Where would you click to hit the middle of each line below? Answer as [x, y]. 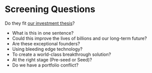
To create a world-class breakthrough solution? [62, 54]
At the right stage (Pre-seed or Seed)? [52, 59]
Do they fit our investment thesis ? [40, 23]
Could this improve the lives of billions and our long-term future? [80, 38]
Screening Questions [50, 9]
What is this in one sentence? [43, 33]
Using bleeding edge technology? [47, 49]
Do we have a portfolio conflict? [45, 65]
